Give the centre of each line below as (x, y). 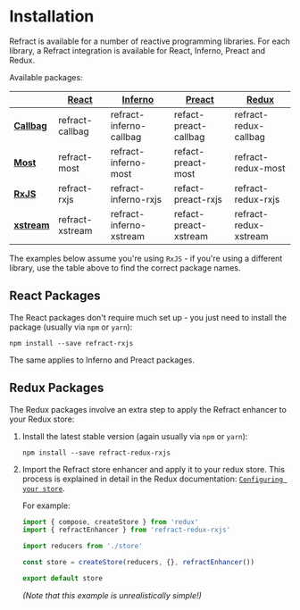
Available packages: (46, 77)
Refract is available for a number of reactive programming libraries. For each (150, 41)
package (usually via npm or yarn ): (71, 327)
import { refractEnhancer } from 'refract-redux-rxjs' (126, 530)
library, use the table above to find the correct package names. (125, 267)
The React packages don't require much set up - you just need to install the (148, 317)
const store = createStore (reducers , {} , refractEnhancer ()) (138, 563)
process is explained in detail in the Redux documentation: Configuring (153, 479)
